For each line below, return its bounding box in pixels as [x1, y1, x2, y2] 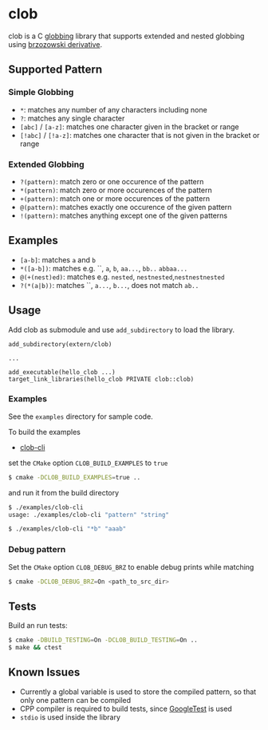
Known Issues [8, 665, 81, 679]
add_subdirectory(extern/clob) [8, 340, 112, 348]
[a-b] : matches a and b [19, 255, 96, 264]
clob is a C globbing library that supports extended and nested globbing [8, 31, 245, 41]
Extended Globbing [8, 159, 85, 170]
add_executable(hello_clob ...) [8, 368, 116, 376]
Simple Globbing [8, 87, 74, 98]
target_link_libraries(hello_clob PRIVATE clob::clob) [8, 375, 195, 383]
